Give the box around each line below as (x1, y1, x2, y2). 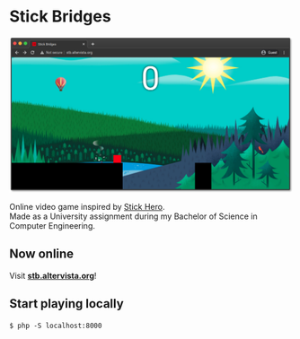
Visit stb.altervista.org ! (9, 270, 97, 281)
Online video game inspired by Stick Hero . (9, 202, 165, 213)
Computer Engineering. (9, 221, 96, 231)
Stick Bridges (9, 6, 111, 27)
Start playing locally (9, 296, 124, 311)
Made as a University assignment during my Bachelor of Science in (9, 211, 258, 222)
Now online (9, 247, 75, 262)
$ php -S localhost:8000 (9, 321, 102, 330)
